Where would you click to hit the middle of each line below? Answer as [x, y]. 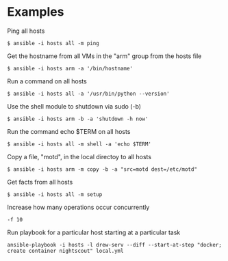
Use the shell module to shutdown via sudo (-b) [74, 106]
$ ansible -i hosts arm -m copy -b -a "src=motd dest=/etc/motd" [102, 169]
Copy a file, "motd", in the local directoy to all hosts [79, 156]
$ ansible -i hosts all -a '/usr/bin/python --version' [88, 94]
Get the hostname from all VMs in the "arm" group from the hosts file [104, 56]
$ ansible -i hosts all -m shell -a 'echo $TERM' [79, 144]
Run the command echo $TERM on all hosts [69, 131]
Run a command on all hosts [47, 81]
